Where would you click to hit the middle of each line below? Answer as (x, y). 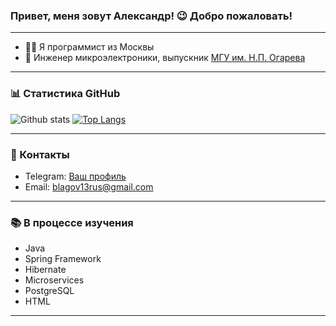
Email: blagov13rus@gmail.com (89, 186)
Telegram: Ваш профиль (75, 176)
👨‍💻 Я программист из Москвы (89, 47)
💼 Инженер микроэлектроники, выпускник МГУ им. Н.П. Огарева (165, 58)
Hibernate (45, 270)
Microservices (54, 280)
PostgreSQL (49, 291)
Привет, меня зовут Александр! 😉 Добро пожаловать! (151, 16)
